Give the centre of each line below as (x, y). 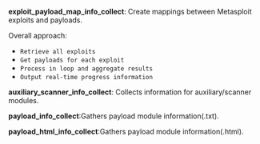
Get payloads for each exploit (72, 60)
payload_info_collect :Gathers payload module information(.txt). (114, 116)
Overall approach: (38, 36)
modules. (24, 100)
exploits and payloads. (45, 20)
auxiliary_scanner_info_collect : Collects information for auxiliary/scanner (130, 92)
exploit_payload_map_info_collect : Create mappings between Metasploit (130, 12)
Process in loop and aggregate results (86, 69)
